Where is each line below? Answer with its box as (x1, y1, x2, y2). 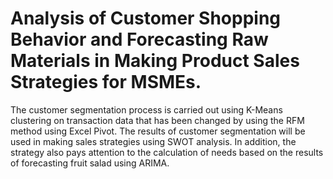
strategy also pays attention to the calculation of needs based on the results (10, 146, 324, 158)
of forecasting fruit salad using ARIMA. (10, 157, 170, 169)
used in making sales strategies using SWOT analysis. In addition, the (10, 135, 297, 147)
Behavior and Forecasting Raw (10, 28, 269, 51)
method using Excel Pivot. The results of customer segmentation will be (10, 125, 306, 137)
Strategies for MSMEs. (10, 71, 202, 94)
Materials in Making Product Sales (10, 50, 300, 72)
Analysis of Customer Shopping (10, 7, 282, 30)
